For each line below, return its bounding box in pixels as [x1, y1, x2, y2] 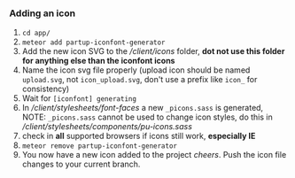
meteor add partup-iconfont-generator [21, 38, 166, 47]
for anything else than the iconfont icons [21, 56, 175, 66]
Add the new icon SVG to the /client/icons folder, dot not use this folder [21, 46, 285, 57]
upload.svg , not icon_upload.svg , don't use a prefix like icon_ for [21, 74, 258, 85]
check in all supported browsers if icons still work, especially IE [21, 131, 256, 142]
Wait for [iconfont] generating [21, 93, 137, 104]
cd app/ [21, 29, 50, 38]
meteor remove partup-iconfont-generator [21, 142, 177, 151]
